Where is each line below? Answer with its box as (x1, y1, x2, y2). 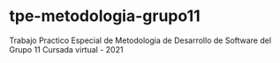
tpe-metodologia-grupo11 (9, 6, 201, 26)
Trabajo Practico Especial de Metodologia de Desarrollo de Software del (9, 35, 272, 45)
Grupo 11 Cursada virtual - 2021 (9, 44, 124, 54)
